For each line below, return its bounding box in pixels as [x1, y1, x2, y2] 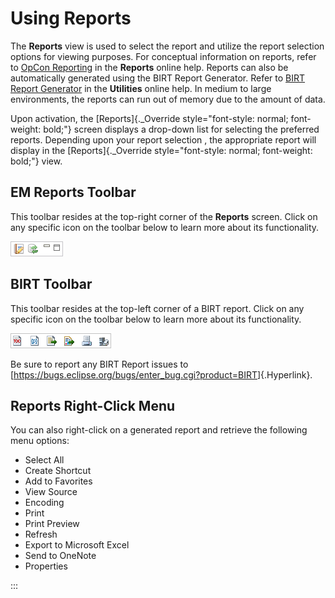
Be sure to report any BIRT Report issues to [10, 358, 189, 370]
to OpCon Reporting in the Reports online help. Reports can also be [10, 61, 289, 73]
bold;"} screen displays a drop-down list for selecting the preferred [43, 123, 320, 135]
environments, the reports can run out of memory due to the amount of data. [10, 93, 326, 105]
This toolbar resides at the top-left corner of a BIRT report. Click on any [10, 302, 305, 314]
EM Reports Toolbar [10, 184, 137, 201]
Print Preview [24, 518, 80, 530]
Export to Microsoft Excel [24, 539, 130, 551]
